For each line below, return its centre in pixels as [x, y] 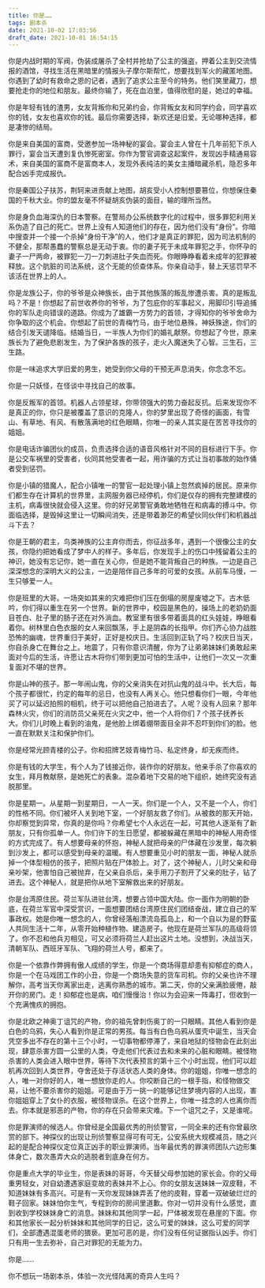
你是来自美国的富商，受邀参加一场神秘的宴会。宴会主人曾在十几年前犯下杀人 [132, 144]
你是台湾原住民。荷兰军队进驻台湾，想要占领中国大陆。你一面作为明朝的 [125, 899]
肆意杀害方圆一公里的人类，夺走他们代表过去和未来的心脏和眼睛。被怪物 [139, 1051]
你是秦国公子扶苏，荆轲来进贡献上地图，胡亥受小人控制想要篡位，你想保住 [129, 190]
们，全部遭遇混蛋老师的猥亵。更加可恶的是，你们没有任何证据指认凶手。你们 [132, 1233]
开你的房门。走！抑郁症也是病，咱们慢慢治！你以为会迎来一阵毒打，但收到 [129, 995]
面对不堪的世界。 [43, 667]
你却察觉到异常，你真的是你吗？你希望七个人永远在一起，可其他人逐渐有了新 [132, 823]
